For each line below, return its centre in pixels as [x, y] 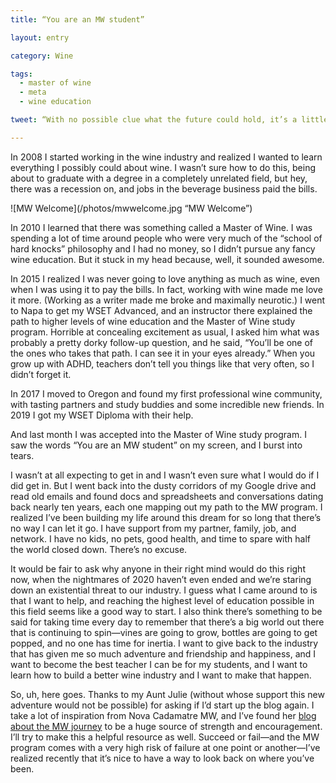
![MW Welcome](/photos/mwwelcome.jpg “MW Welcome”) [131, 208]
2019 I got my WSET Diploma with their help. [102, 415]
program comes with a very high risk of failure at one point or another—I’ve [165, 747]
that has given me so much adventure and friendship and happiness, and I [163, 653]
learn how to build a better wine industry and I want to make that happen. [161, 675]
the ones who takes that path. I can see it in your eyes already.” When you [163, 353]
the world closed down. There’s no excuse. [99, 549]
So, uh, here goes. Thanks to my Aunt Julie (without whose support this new [167, 694]
